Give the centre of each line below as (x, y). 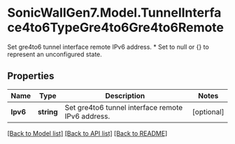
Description (125, 95)
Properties (31, 76)
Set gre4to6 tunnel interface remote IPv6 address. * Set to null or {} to (108, 47)
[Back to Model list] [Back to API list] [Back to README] (87, 133)
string (48, 111)
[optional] (208, 111)
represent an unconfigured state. (55, 54)
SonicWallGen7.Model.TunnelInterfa (114, 13)
